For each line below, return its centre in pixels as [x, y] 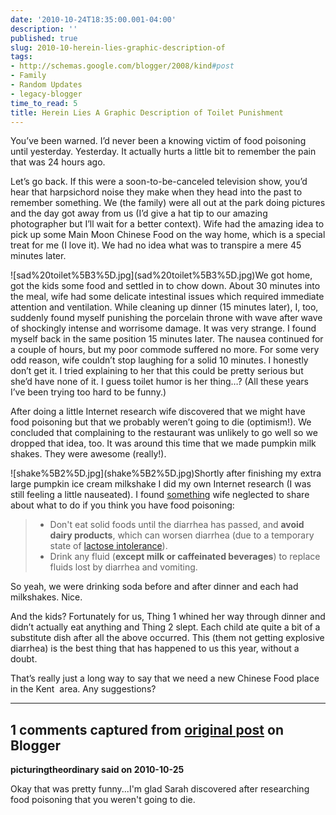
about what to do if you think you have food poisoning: [122, 505]
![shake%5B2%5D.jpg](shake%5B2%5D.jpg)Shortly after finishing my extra [166, 473]
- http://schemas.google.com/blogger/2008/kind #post [122, 66]
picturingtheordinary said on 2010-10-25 [97, 770]
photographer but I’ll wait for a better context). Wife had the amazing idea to [167, 224]
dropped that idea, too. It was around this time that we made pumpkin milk [163, 443]
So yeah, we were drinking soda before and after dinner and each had [154, 587]
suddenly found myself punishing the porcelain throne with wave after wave [166, 318]
